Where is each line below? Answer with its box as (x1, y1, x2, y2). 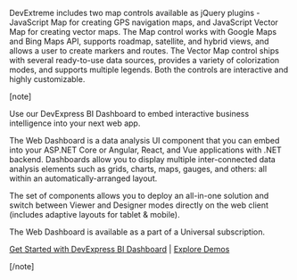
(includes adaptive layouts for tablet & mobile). (9, 210, 180, 219)
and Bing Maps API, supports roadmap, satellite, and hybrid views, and (9, 36, 269, 46)
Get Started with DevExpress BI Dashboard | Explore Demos (9, 244, 230, 254)
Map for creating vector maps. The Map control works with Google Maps (9, 27, 277, 37)
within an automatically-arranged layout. (9, 173, 158, 184)
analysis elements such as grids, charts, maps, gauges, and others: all (9, 164, 268, 174)
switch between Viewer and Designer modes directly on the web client (9, 200, 269, 210)
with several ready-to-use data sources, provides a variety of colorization (9, 55, 280, 65)
